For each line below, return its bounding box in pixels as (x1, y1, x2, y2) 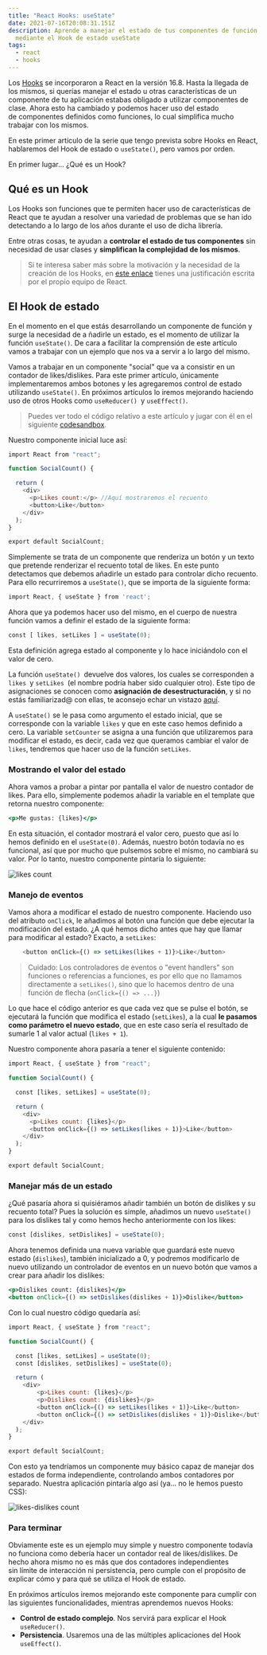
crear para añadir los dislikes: (8, 1271, 105, 1280)
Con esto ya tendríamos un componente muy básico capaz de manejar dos (8, 1462, 254, 1471)
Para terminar (8, 1522, 62, 1533)
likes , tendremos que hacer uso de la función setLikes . (8, 744, 192, 753)
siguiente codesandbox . (27, 420, 107, 429)
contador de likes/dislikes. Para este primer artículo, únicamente (8, 370, 219, 380)
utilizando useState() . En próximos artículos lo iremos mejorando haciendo (8, 387, 254, 396)
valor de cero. (8, 654, 54, 663)
